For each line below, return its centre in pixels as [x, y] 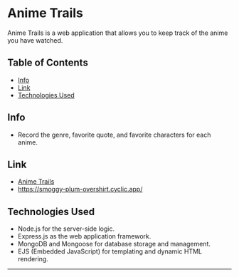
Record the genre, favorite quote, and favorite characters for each [114, 135]
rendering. [33, 259]
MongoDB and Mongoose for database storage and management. [114, 244]
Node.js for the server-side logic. [66, 229]
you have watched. [35, 40]
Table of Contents [48, 63]
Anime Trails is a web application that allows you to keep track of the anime [118, 33]
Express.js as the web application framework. [84, 236]
